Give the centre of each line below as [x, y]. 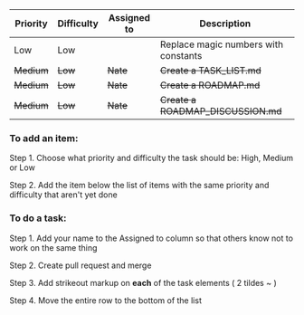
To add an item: [44, 138]
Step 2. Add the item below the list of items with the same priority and [139, 186]
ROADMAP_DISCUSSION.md [221, 111]
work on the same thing [53, 247]
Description [225, 24]
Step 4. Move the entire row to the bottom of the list [105, 300]
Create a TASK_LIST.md [211, 70]
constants [181, 56]
